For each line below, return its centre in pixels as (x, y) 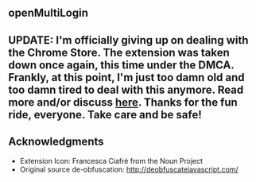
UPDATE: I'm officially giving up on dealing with (128, 40)
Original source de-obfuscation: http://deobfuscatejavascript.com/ (129, 169)
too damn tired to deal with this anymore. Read (126, 89)
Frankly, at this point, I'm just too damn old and (126, 77)
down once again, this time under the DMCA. (121, 65)
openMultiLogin (48, 13)
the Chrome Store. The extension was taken (119, 52)
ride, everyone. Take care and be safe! (105, 114)
